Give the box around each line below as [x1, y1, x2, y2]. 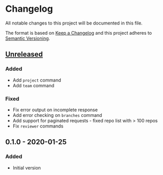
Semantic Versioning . [5, 35, 50, 41]
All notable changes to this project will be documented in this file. [5, 20, 143, 26]
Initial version [12, 164, 41, 171]
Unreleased [5, 50, 43, 59]
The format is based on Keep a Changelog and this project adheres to [5, 30, 152, 36]
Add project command [12, 77, 61, 83]
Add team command [12, 82, 55, 88]
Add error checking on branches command [12, 112, 102, 118]
